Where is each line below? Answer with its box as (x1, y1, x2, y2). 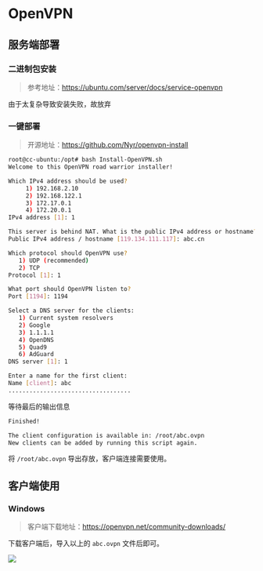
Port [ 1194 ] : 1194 (8, 293, 68, 300)
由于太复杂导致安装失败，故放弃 (8, 99, 111, 108)
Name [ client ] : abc (8, 380, 72, 387)
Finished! (8, 417, 41, 425)
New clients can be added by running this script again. (8, 438, 198, 447)
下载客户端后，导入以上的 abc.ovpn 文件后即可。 (8, 539, 164, 548)
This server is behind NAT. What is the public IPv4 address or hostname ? (8, 228, 258, 236)
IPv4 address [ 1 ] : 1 (8, 213, 76, 222)
